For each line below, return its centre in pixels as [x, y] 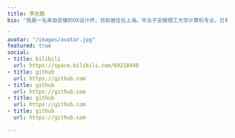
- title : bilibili [34, 59]
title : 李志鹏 [26, 14]
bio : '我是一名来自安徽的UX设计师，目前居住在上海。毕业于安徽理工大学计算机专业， [114, 20]
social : [19, 53]
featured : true [29, 46]
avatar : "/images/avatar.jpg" [51, 39]
